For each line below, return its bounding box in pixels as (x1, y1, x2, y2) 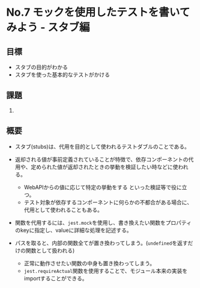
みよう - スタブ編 (6, 20, 90, 34)
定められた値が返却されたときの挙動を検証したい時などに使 (31, 163, 178, 171)
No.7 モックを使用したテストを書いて (6, 5, 190, 19)
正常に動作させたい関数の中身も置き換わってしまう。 (23, 260, 156, 267)
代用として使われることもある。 (23, 206, 103, 213)
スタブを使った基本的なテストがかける (14, 71, 110, 78)
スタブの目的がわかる (14, 64, 68, 70)
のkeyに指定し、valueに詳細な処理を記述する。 (14, 227, 132, 234)
